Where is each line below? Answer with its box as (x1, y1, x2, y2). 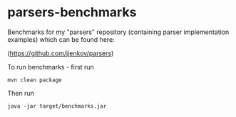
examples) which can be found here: (7, 35, 116, 43)
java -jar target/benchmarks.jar (7, 102, 107, 110)
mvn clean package (7, 76, 62, 84)
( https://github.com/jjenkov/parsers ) (7, 49, 114, 57)
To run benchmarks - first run (7, 62, 94, 71)
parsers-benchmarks (7, 4, 137, 21)
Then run (7, 89, 34, 97)
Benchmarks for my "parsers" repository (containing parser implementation (7, 28, 230, 36)
